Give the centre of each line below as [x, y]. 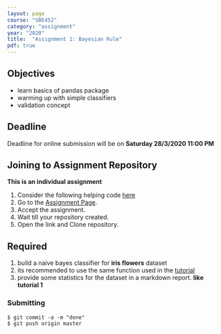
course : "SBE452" [32, 20]
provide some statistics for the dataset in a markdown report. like [110, 278]
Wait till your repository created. [63, 217]
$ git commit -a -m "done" [46, 317]
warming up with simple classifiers [67, 98]
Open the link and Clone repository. [68, 225]
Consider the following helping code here [76, 195]
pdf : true [21, 46]
